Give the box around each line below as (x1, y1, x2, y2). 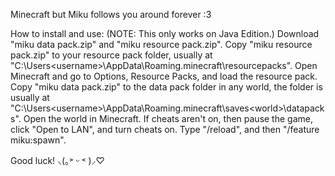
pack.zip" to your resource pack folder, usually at (10, 49, 213, 61)
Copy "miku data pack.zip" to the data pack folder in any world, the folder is (10, 81, 323, 93)
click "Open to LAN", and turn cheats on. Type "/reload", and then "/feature (10, 124, 320, 135)
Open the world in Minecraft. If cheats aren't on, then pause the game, (23, 113, 313, 124)
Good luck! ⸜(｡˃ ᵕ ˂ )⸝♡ (10, 155, 105, 166)
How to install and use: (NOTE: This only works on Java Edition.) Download (10, 28, 320, 39)
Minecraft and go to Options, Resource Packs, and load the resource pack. (10, 70, 318, 82)
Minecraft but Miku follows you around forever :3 (10, 9, 212, 20)
